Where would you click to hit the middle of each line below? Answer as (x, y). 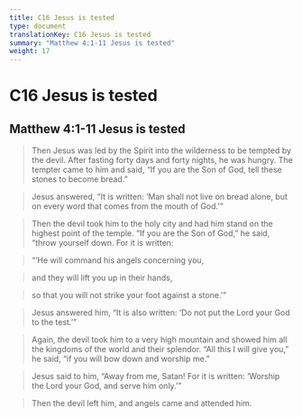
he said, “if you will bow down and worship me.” (120, 359)
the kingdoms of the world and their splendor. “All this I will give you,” (160, 349)
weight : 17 (30, 51)
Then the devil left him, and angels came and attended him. (142, 403)
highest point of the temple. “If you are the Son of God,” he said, (151, 233)
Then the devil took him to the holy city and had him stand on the (152, 224)
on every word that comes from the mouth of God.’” (127, 206)
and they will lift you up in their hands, (102, 278)
